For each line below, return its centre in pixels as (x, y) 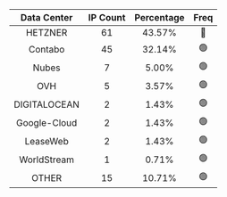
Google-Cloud (47, 122)
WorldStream (46, 160)
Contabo (46, 49)
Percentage (159, 17)
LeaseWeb (46, 141)
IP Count (107, 17)
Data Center (46, 17)
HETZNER (46, 33)
